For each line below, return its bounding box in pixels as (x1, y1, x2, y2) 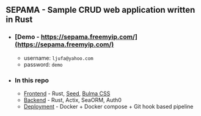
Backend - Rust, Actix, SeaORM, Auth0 (23, 96, 122, 103)
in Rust (5, 15, 33, 25)
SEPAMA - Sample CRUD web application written (5, 5, 196, 15)
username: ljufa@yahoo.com (23, 54, 93, 62)
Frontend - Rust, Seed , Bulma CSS (23, 90, 111, 97)
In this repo (14, 76, 49, 84)
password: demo (23, 60, 63, 68)
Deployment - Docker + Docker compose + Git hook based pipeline (23, 103, 194, 110)
